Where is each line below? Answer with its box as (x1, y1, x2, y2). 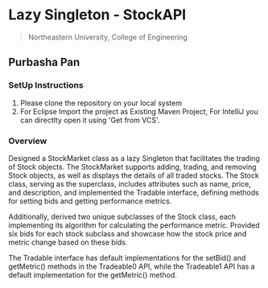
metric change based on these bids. (8, 237, 128, 247)
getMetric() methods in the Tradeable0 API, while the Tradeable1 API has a (8, 261, 255, 271)
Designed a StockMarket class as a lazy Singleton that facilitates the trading (8, 153, 260, 163)
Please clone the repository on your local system (19, 98, 183, 108)
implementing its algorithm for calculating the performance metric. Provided (8, 220, 260, 230)
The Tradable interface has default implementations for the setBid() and (8, 253, 246, 262)
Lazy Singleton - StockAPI (8, 6, 187, 24)
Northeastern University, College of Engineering (27, 32, 188, 42)
